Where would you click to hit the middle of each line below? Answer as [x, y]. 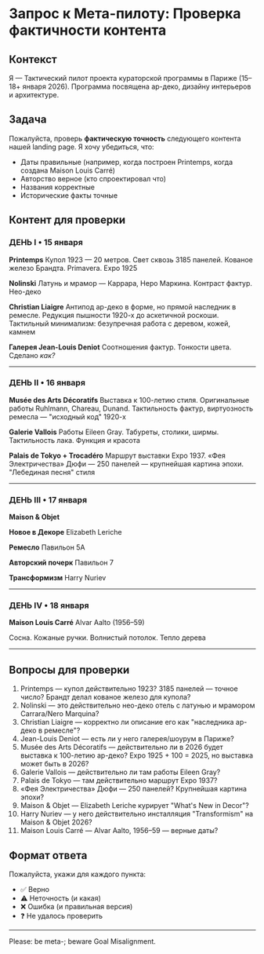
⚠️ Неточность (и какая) [60, 898]
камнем [22, 331]
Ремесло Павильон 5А [47, 547]
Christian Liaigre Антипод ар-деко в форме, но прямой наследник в [123, 306]
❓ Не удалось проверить [61, 916]
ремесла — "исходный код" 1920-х [67, 416]
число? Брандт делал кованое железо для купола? [105, 697]
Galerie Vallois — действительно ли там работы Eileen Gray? [120, 772]
